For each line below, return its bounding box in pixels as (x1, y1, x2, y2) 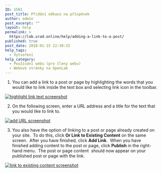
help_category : (5, 57, 36, 62)
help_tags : (5, 48, 27, 52)
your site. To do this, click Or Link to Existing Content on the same (12, 132, 147, 138)
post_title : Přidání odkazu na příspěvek (5, 12, 90, 17)
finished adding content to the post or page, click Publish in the (12, 143, 139, 148)
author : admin (5, 16, 34, 21)
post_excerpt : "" (5, 20, 40, 26)
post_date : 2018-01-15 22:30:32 (5, 43, 70, 48)
